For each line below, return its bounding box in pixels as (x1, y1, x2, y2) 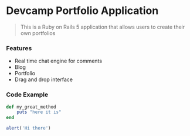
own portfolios (20, 29, 56, 36)
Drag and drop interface (14, 76, 73, 83)
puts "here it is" (16, 109, 62, 115)
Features (6, 44, 32, 52)
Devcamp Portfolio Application (6, 4, 159, 18)
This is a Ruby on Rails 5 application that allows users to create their (20, 23, 185, 30)
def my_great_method (6, 104, 57, 110)
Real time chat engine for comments (14, 57, 103, 65)
